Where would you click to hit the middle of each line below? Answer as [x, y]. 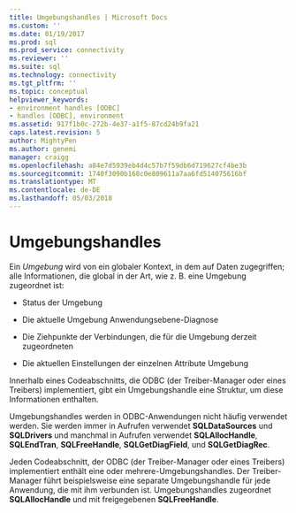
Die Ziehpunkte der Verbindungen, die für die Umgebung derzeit [139, 336]
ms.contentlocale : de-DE [55, 190]
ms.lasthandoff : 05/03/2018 [61, 199]
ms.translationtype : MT [53, 182]
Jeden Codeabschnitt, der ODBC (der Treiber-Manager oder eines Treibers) [147, 462]
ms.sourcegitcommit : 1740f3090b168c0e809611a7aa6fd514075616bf [128, 173]
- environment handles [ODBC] [65, 108]
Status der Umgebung [62, 302]
